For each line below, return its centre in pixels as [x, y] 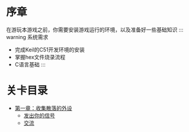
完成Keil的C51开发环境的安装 [49, 49]
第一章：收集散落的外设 [43, 108]
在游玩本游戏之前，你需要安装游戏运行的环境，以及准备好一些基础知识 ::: [95, 30]
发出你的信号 [39, 115]
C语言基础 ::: [30, 64]
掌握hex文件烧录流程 [40, 57]
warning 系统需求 [27, 37]
